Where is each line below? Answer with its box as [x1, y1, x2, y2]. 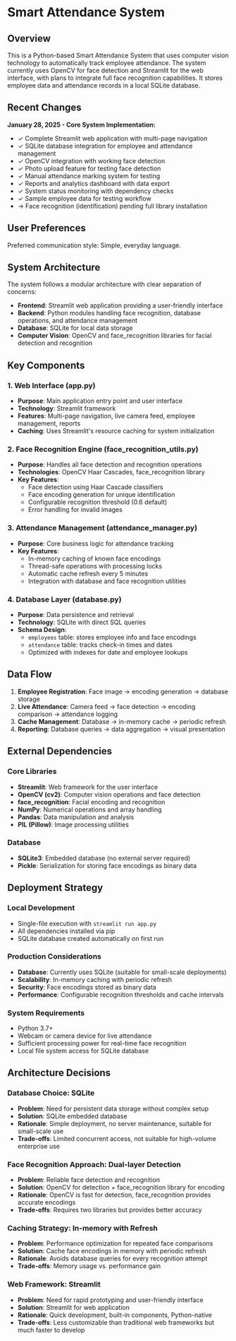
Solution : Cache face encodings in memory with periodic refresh [17, 1247, 206, 1255]
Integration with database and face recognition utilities [27, 577, 187, 585]
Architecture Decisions [7, 1067, 111, 1079]
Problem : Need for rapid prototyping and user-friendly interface [17, 1295, 204, 1304]
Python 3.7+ [17, 1024, 54, 1033]
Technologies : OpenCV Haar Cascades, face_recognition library [17, 468, 206, 476]
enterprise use [17, 1142, 61, 1150]
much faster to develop [17, 1325, 85, 1334]
